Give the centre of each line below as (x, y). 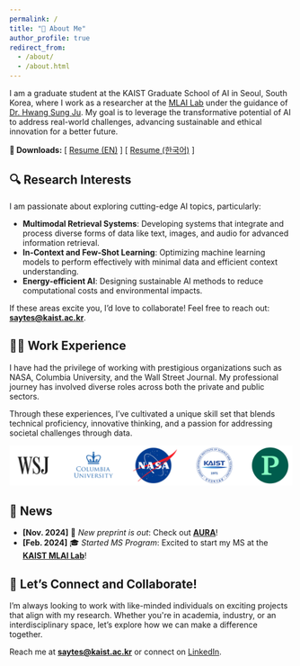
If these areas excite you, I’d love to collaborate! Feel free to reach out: (140, 308)
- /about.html (44, 67)
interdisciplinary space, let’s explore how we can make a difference (133, 625)
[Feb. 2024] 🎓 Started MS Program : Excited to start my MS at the (145, 543)
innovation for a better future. (64, 131)
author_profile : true (50, 38)
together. (26, 634)
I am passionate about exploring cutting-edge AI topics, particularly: (136, 206)
